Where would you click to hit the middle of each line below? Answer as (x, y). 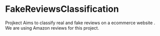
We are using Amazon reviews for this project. (52, 28)
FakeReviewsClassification (62, 9)
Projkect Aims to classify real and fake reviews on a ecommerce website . (80, 23)
